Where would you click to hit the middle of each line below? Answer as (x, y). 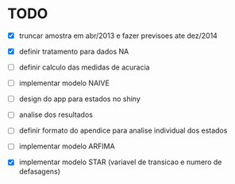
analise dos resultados (56, 115)
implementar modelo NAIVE (64, 83)
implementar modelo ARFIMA (67, 146)
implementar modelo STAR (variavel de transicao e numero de (120, 162)
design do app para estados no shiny (79, 99)
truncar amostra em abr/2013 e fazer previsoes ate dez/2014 (118, 36)
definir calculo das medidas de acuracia (84, 67)
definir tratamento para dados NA (74, 51)
